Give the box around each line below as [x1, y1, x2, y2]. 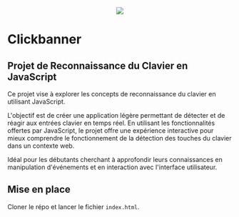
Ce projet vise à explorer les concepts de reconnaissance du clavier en [7, 90, 216, 98]
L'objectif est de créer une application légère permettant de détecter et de [7, 111, 225, 119]
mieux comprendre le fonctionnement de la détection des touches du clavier [7, 134, 232, 142]
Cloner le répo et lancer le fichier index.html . [7, 202, 140, 211]
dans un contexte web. [7, 141, 75, 150]
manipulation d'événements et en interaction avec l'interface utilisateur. [7, 163, 218, 171]
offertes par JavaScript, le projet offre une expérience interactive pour [7, 126, 214, 135]
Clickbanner [7, 31, 82, 48]
